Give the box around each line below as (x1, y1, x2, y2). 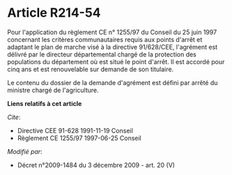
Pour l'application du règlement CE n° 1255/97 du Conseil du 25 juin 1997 (7, 28, 217, 36)
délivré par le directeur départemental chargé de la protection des (7, 50, 197, 59)
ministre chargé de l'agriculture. (7, 86, 99, 94)
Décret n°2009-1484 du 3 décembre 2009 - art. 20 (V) (17, 160, 176, 169)
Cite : (7, 113, 21, 121)
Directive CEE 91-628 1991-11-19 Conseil (17, 126, 134, 135)
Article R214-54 (7, 5, 101, 21)
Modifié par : (7, 147, 43, 155)
